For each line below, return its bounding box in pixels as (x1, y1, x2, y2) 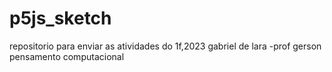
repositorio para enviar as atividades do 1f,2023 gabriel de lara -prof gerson (9, 40, 322, 52)
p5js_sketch (9, 7, 112, 30)
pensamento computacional (9, 50, 125, 62)
